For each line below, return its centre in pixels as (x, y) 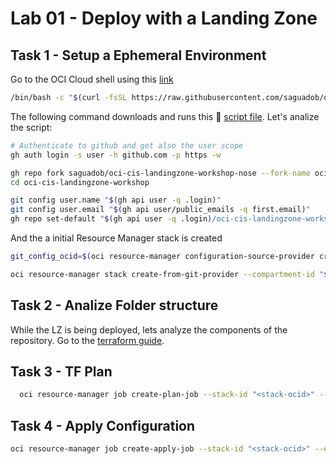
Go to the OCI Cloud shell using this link (92, 79)
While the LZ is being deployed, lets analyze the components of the (149, 329)
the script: (31, 127)
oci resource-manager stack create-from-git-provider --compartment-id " (167, 274)
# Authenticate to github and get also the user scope (127, 145)
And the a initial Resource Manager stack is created (116, 238)
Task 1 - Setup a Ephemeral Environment (138, 55)
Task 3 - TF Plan (61, 371)
